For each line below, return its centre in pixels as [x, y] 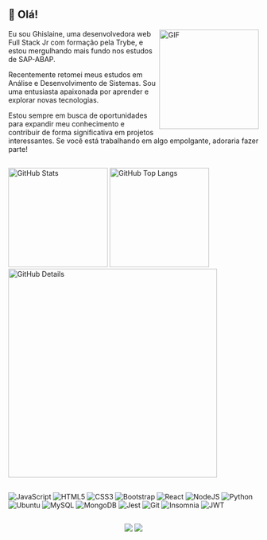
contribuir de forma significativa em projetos [81, 132]
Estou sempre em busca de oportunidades [78, 115]
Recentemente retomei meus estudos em [75, 74]
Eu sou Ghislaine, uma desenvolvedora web [80, 33]
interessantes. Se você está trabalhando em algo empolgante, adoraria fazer [133, 141]
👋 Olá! [23, 15]
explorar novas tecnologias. [54, 99]
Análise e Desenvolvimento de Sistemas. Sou [82, 83]
